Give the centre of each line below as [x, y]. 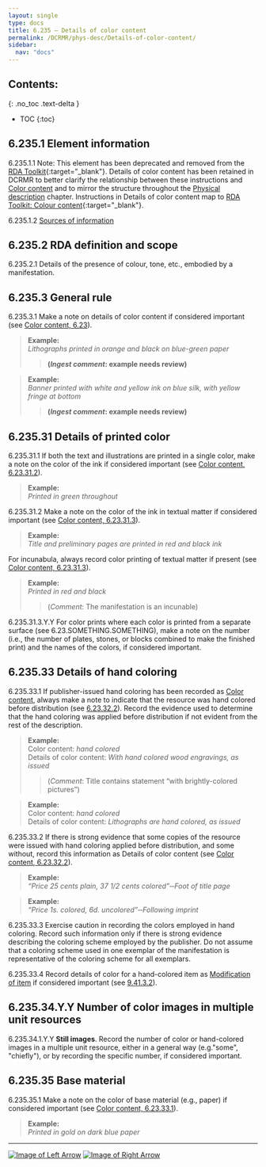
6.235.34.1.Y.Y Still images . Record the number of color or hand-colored [126, 1039]
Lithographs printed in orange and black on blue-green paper [128, 349]
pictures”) [64, 789]
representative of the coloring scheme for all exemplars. [100, 959]
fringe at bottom [54, 396]
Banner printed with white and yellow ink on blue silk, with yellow [134, 388]
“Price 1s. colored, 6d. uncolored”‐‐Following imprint [113, 910]
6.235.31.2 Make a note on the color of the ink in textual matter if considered [133, 512]
